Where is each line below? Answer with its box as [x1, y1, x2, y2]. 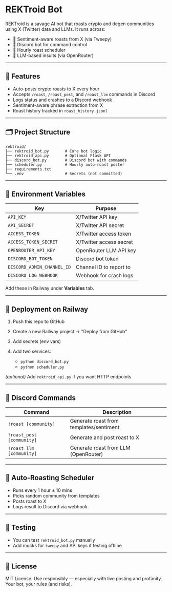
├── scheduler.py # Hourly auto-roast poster [5, 162, 125, 167]
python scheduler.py [20, 365, 64, 370]
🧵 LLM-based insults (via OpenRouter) [12, 52, 94, 59]
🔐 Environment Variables [5, 189, 86, 198]
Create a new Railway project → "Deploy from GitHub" [12, 329, 127, 335]
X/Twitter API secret [76, 222, 124, 229]
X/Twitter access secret [76, 239, 133, 246]
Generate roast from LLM [70, 444, 131, 451]
